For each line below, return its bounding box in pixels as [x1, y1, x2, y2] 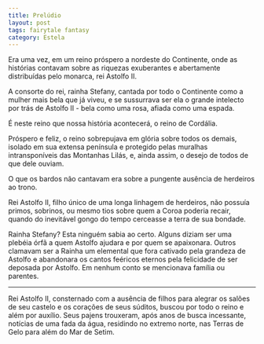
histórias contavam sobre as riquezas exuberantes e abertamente [8, 64, 221, 73]
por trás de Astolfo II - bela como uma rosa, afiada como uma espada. [8, 104, 235, 113]
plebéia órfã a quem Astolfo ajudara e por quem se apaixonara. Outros [8, 238, 236, 247]
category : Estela [8, 33, 65, 42]
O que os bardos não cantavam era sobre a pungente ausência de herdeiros [8, 174, 255, 184]
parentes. [8, 272, 39, 281]
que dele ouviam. [8, 159, 64, 169]
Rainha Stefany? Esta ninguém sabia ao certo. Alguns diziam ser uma [8, 229, 232, 240]
